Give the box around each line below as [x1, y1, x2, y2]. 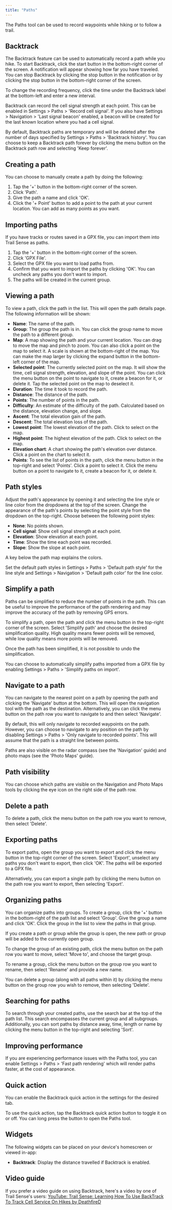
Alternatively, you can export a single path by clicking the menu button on [5, 875, 161, 882]
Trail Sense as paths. [5, 240, 50, 246]
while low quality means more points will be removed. [5, 635, 119, 641]
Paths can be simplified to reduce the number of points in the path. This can [5, 598, 166, 604]
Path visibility [5, 768, 50, 776]
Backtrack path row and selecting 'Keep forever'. [5, 145, 109, 151]
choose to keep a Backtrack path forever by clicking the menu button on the [5, 140, 166, 146]
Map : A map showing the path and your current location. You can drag [12, 337, 162, 343]
